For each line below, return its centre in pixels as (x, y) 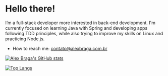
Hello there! (30, 9)
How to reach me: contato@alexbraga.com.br (60, 48)
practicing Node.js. (25, 39)
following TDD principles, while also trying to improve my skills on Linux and (84, 33)
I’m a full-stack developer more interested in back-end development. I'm (80, 23)
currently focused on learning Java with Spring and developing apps (76, 28)
